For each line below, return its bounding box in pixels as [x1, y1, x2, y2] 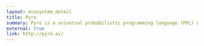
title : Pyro [6, 14, 36, 20]
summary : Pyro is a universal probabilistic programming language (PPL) [6, 20, 194, 26]
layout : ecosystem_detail [6, 8, 72, 15]
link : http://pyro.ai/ [6, 31, 64, 37]
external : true [6, 25, 45, 32]
